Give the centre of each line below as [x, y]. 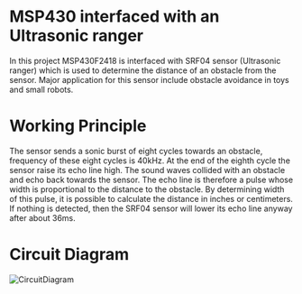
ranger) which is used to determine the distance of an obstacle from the [143, 70]
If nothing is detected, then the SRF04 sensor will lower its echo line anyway [151, 208]
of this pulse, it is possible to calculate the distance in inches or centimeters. [151, 198]
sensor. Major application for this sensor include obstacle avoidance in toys [150, 79]
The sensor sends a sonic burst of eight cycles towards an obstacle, [136, 151]
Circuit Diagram [69, 255]
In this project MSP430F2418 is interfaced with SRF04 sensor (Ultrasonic [145, 60]
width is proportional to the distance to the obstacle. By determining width [147, 189]
